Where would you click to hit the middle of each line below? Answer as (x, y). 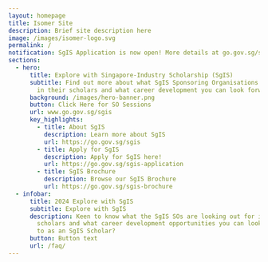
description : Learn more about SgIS (104, 134)
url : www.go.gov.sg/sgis (71, 113)
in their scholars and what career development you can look (141, 90)
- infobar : (33, 194)
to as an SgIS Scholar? (76, 231)
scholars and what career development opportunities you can (141, 224)
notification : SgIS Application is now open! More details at (114, 53)
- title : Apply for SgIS (78, 149)
